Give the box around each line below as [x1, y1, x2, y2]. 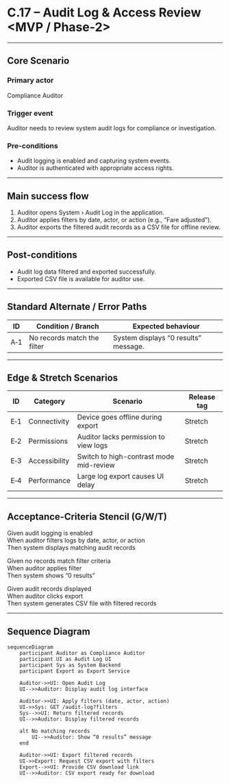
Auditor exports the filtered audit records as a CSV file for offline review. [16, 223, 221, 231]
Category [34, 396, 66, 406]
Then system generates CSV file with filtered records [7, 599, 157, 607]
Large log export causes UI [77, 472, 164, 481]
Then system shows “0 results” [7, 571, 96, 580]
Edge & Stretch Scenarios [7, 372, 118, 384]
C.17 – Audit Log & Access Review [7, 5, 201, 21]
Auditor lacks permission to [77, 432, 166, 442]
